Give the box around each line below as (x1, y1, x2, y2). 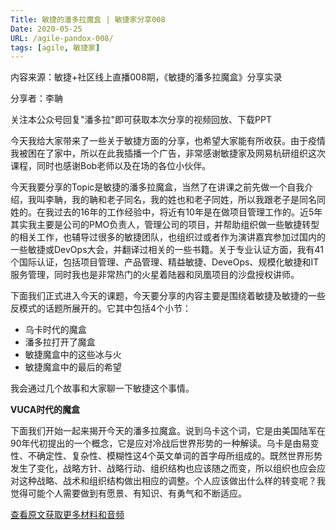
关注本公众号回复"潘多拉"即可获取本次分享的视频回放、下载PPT (10, 114, 272, 126)
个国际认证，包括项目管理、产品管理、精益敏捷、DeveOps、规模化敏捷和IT (10, 256, 320, 268)
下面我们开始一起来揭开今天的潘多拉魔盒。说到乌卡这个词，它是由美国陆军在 (10, 425, 326, 437)
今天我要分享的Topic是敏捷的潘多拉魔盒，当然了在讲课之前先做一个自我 (10, 181, 305, 193)
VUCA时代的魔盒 (10, 404, 81, 416)
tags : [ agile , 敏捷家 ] (10, 42, 101, 53)
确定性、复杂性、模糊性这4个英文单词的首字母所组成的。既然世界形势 (36, 450, 323, 462)
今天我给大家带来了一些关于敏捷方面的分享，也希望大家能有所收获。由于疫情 (10, 135, 326, 147)
